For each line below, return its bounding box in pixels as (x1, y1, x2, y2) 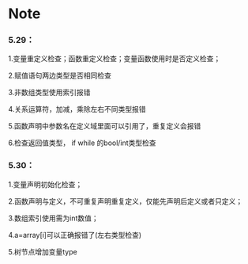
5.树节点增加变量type (8, 247, 77, 256)
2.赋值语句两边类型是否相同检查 (8, 71, 112, 80)
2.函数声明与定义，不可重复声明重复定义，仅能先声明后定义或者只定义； (8, 196, 243, 206)
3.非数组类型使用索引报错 (8, 88, 91, 98)
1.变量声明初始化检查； (8, 179, 83, 189)
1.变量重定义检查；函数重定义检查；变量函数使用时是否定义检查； (8, 54, 221, 63)
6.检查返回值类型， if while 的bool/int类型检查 (8, 138, 156, 147)
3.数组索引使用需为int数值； (8, 213, 99, 223)
